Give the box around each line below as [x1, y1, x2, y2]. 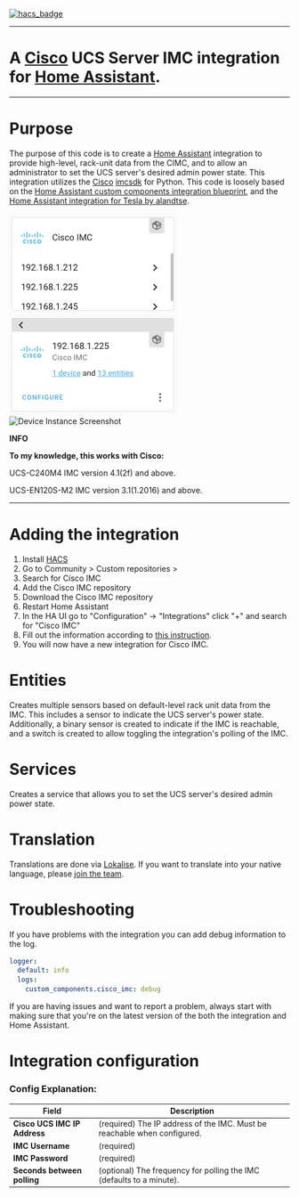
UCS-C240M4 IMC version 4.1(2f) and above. [9, 468, 176, 478]
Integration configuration [9, 1051, 199, 1071]
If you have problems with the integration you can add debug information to [9, 929, 287, 940]
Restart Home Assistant [21, 601, 109, 612]
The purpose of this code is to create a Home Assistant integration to [9, 148, 263, 159]
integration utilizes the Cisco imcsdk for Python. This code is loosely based [9, 176, 285, 187]
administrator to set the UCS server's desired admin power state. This [9, 167, 265, 177]
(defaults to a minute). [98, 1175, 180, 1185]
